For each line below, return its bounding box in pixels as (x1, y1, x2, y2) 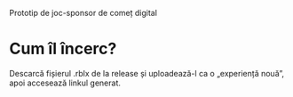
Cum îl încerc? (9, 39, 117, 59)
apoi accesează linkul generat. (9, 77, 122, 88)
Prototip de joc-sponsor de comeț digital (9, 8, 158, 18)
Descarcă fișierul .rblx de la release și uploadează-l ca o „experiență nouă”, (9, 68, 285, 78)
